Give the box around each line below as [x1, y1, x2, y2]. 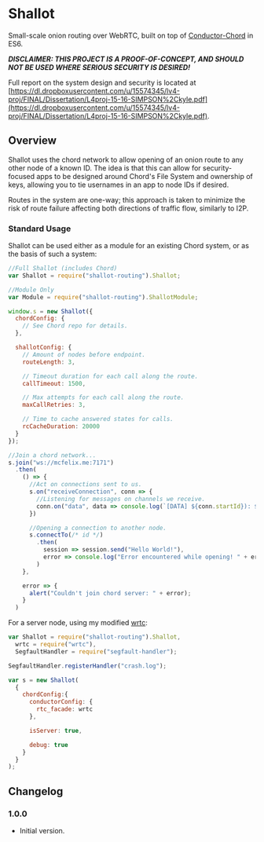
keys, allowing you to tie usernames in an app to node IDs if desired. [8, 180, 229, 189]
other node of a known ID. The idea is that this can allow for [8, 163, 202, 173]
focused [8, 171, 35, 181]
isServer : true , [28, 727, 82, 734]
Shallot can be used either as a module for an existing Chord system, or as [8, 241, 250, 251]
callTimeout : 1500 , [22, 379, 86, 387]
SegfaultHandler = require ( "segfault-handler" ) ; [15, 647, 178, 656]
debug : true [28, 741, 68, 749]
